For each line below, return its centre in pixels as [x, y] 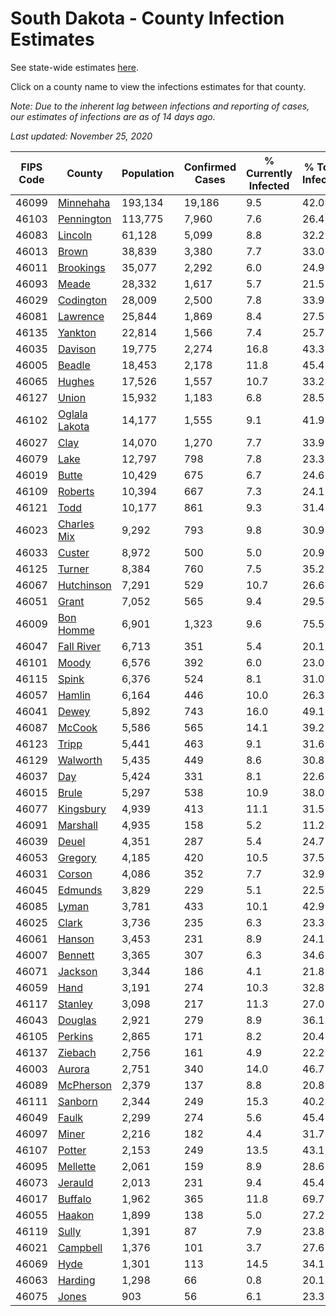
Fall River [79, 646]
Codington [82, 300]
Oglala [72, 414]
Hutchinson [84, 585]
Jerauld [75, 1182]
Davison [77, 349]
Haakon [76, 1215]
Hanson [76, 939]
